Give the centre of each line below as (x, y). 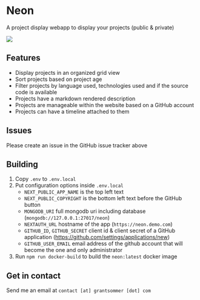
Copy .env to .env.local (45, 179)
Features (23, 58)
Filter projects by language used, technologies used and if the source (102, 85)
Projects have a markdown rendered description (75, 99)
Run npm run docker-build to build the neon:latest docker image (96, 257)
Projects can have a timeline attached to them (72, 111)
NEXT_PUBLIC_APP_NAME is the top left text (74, 192)
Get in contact (34, 275)
